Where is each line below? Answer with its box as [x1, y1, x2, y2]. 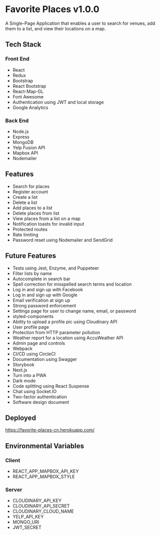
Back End [5, 117, 29, 124]
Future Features [5, 251, 57, 260]
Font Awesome [12, 93, 44, 99]
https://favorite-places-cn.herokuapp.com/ [5, 427, 95, 433]
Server [5, 486, 23, 493]
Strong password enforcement [12, 302, 77, 308]
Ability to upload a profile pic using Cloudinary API [12, 318, 118, 325]
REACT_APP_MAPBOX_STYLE [12, 473, 75, 480]
